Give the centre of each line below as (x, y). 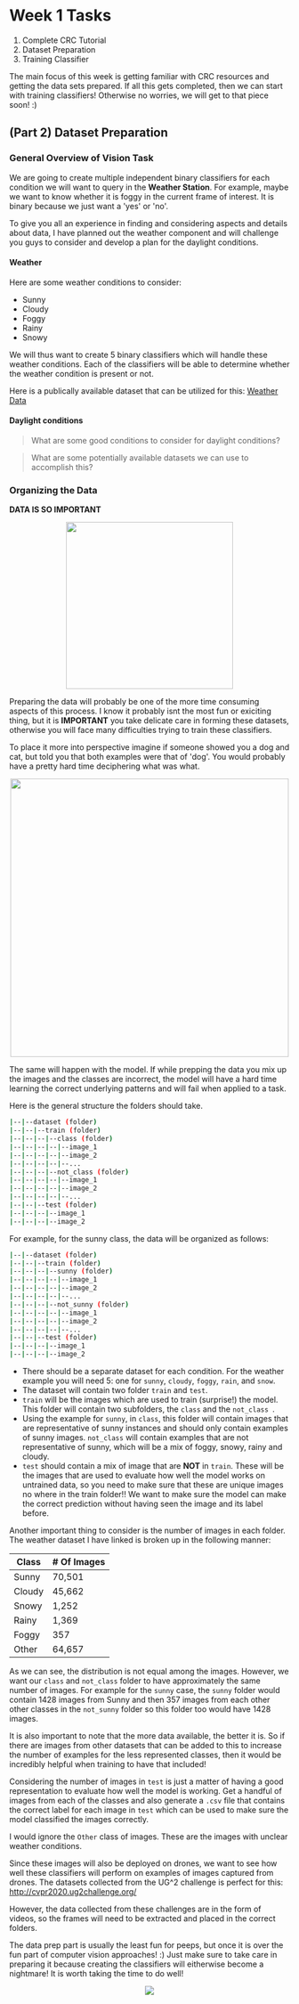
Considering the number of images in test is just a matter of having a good (146, 1781)
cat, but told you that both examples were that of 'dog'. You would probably (148, 757)
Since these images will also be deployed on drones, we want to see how (143, 1863)
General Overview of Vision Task (81, 159)
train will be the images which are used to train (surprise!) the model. (150, 1400)
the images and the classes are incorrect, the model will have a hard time (143, 1079)
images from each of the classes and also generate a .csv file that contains (147, 1801)
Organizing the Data (53, 490)
